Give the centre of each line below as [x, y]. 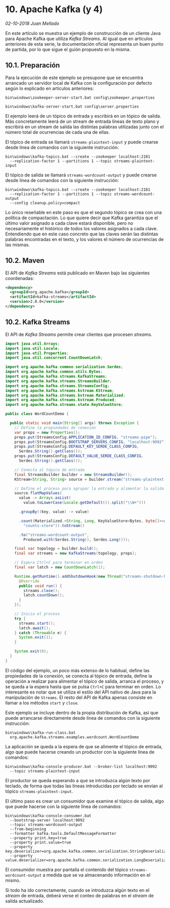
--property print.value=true [40, 842]
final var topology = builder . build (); [56, 549]
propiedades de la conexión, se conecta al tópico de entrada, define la [79, 676]
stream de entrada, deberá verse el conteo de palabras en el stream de [80, 895]
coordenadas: [20, 278]
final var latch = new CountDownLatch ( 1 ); [60, 567]
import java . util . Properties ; [37, 353]
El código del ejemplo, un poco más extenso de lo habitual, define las [77, 670]
